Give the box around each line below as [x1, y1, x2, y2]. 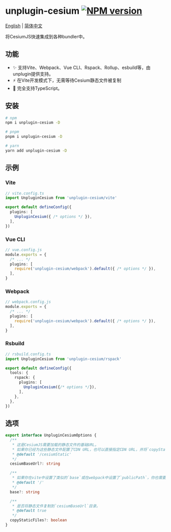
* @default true [12, 508, 47, 513]
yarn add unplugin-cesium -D [5, 148, 67, 153]
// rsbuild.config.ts [5, 351, 51, 357]
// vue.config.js [5, 247, 42, 252]
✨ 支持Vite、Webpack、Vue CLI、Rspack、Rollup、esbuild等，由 [12, 64, 151, 70]
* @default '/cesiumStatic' [12, 452, 72, 457]
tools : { [10, 370, 28, 375]
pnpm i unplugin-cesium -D [5, 134, 63, 139]
